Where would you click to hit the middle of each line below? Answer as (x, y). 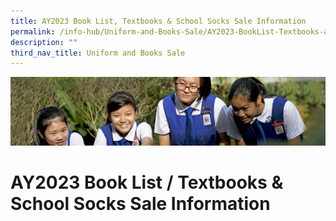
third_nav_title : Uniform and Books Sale (98, 53)
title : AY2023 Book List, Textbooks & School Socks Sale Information (158, 21)
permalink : (33, 31)
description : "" (44, 42)
